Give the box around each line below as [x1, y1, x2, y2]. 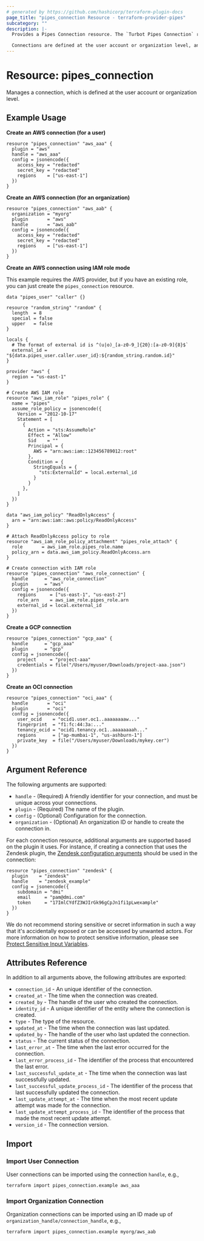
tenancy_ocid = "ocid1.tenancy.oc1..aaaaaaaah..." [17, 726, 148, 733]
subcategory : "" [6, 20, 47, 26]
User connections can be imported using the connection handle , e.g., [6, 1171, 179, 1178]
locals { [6, 337, 29, 343]
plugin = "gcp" [12, 646, 64, 652]
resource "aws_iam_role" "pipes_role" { [6, 395, 110, 401]
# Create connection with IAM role [6, 565, 97, 571]
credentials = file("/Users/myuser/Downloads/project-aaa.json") [17, 662, 186, 668]
